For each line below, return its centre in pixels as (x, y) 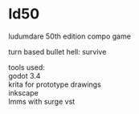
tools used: (27, 67)
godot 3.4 (25, 75)
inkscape (23, 92)
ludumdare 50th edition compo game (69, 36)
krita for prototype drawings (55, 84)
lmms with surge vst (42, 101)
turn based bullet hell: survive (57, 51)
